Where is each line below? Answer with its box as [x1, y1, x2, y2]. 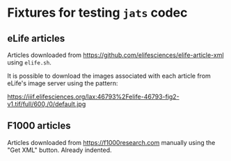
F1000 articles [7, 120, 71, 132]
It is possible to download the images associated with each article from [7, 71, 211, 80]
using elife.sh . [7, 58, 52, 67]
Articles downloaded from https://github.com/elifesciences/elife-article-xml [7, 51, 224, 59]
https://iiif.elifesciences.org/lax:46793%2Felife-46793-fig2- [7, 92, 180, 101]
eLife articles [7, 33, 65, 44]
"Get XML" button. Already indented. [7, 146, 113, 154]
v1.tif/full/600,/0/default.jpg [7, 100, 86, 108]
